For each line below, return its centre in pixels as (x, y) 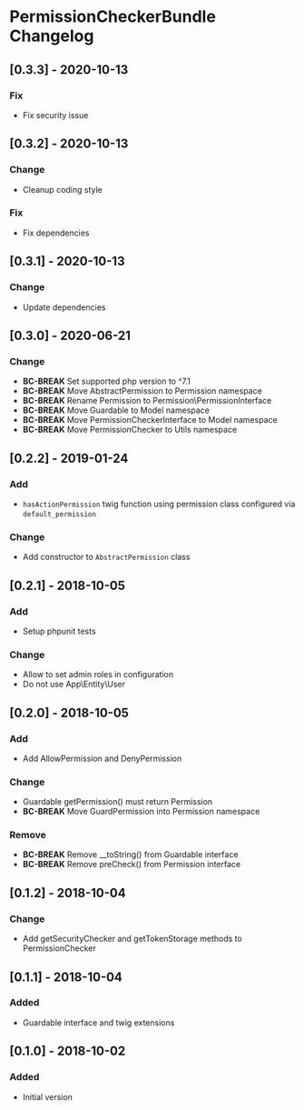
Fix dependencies (56, 233)
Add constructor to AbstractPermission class (106, 557)
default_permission (59, 514)
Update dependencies (64, 307)
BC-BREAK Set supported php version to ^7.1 (106, 381)
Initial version (47, 1096)
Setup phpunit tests (59, 631)
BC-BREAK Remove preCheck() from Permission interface (132, 865)
